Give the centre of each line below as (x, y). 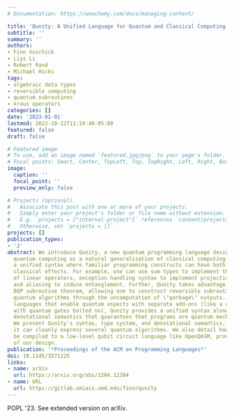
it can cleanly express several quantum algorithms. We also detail (115, 330)
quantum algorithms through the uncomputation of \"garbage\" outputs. (120, 297)
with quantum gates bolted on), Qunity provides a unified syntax (112, 311)
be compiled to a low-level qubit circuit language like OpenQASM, (114, 336)
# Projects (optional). (42, 200)
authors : (20, 46)
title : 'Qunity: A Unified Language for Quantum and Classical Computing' (118, 26)
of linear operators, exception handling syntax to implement (106, 278)
